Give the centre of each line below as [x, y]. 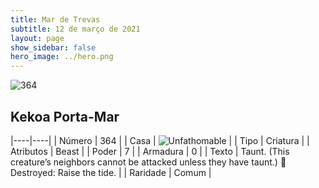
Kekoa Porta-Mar [65, 116]
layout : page [37, 38]
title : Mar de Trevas [55, 19]
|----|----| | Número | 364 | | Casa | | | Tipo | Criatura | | [160, 140]
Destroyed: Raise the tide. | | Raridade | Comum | [111, 172]
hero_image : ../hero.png [62, 57]
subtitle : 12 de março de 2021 [75, 29]
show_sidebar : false [53, 47]
